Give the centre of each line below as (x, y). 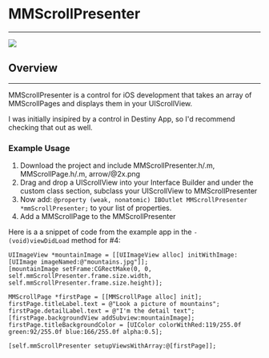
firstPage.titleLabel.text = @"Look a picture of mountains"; (114, 304)
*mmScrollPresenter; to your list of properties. (96, 208)
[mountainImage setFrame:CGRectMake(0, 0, (80, 269)
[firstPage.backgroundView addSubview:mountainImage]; (102, 318)
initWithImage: (213, 255)
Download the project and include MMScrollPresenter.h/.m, (117, 165)
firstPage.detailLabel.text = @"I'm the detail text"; (102, 311)
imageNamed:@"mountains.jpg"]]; (94, 262)
